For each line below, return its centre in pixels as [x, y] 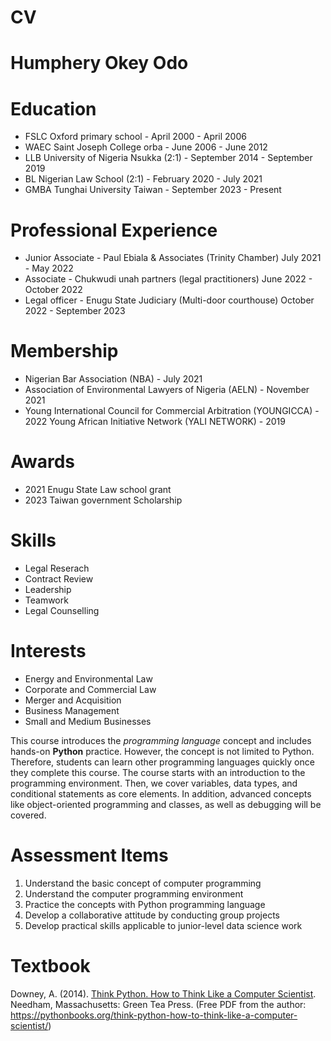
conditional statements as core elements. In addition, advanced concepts [161, 794]
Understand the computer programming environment [134, 893]
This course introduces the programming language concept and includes [161, 740]
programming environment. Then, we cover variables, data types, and [154, 783]
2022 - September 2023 [75, 311]
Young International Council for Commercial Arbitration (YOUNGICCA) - [172, 411]
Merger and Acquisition [73, 700]
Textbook [50, 966]
